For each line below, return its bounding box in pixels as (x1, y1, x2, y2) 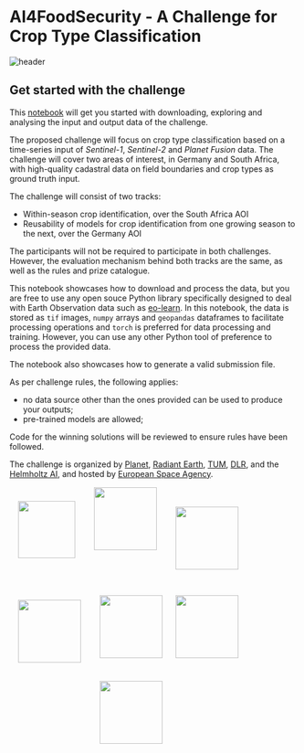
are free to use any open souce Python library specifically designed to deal (9, 292, 292, 303)
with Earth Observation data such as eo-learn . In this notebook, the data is (9, 302, 289, 313)
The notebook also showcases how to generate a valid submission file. (9, 358, 276, 369)
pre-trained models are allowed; (22, 413, 144, 424)
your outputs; (22, 404, 74, 415)
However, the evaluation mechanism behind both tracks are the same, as (9, 255, 283, 266)
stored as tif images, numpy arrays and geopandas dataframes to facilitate (9, 312, 285, 323)
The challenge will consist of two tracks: (9, 190, 162, 202)
